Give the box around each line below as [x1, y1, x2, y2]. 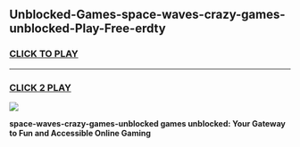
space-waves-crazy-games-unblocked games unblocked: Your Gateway [9, 118, 286, 128]
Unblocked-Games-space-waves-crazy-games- [9, 7, 286, 22]
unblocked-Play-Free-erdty [9, 21, 167, 37]
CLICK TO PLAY [9, 48, 79, 61]
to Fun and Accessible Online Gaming [9, 127, 152, 138]
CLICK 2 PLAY [9, 81, 71, 94]
